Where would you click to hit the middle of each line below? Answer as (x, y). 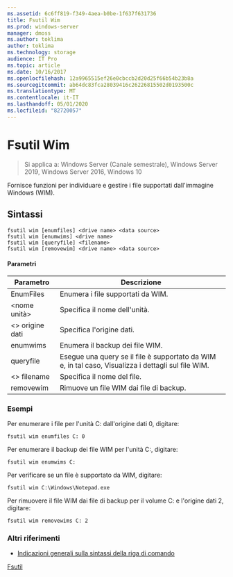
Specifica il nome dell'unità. (105, 309)
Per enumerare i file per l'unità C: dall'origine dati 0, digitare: (93, 424)
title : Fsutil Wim (34, 20)
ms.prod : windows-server (43, 26)
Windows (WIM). (31, 193)
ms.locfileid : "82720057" (44, 111)
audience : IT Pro (32, 59)
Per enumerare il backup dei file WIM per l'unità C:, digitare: (93, 449)
